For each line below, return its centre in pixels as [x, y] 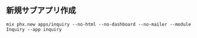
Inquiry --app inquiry [34, 29]
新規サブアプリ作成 [41, 11]
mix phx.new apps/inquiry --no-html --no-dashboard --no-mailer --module [99, 24]
